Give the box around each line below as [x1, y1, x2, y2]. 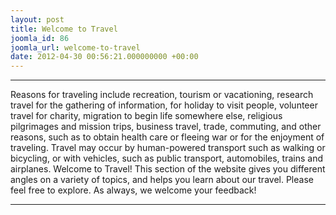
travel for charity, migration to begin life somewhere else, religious [10, 110, 283, 122]
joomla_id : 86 [10, 33, 70, 43]
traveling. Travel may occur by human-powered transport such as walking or [10, 142, 326, 154]
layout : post [10, 14, 65, 25]
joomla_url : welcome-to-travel [10, 42, 141, 53]
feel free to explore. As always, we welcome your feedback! [10, 184, 257, 196]
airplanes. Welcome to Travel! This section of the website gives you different [10, 163, 326, 175]
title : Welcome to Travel [10, 24, 118, 34]
